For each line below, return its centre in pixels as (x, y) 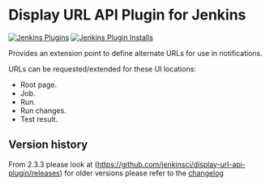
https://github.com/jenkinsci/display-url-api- (171, 164)
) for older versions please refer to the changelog (142, 173)
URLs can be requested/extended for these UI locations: (103, 69)
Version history (48, 145)
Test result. (39, 119)
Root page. (39, 84)
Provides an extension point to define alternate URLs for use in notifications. (136, 53)
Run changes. (43, 110)
